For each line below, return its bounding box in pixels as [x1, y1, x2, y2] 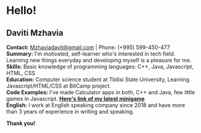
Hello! [6, 4, 37, 18]
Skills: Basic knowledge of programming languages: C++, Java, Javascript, [6, 63, 194, 70]
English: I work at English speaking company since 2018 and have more [6, 102, 185, 109]
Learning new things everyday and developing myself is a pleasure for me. [6, 57, 192, 63]
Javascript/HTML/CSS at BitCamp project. [6, 82, 112, 89]
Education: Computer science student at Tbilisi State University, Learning [6, 76, 190, 83]
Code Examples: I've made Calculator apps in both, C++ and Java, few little [6, 89, 195, 96]
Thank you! [6, 120, 36, 127]
